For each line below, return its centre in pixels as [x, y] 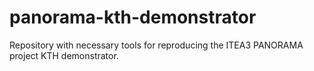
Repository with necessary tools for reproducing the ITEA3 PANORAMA [156, 45]
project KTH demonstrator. [64, 55]
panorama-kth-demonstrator [133, 17]
